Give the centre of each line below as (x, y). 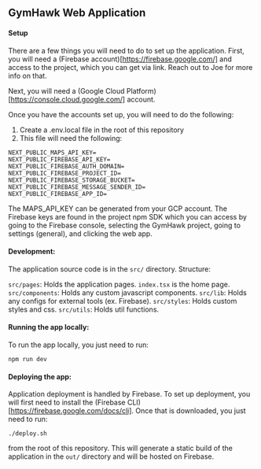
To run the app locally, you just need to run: (79, 345)
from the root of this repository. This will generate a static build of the (121, 449)
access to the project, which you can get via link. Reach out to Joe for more (130, 67)
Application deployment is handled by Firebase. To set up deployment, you (129, 394)
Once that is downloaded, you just (191, 411)
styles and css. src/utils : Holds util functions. (84, 309)
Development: (32, 252)
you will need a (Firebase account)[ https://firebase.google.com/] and (120, 59)
